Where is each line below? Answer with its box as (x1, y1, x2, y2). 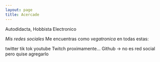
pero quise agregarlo (5, 51, 49, 57)
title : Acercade (5, 12, 39, 17)
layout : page (5, 7, 33, 13)
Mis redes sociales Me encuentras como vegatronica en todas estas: (5, 36, 149, 42)
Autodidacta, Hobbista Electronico (5, 26, 77, 32)
